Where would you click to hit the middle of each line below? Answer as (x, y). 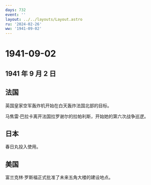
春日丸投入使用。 (23, 147)
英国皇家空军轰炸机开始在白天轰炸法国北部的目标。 (59, 105)
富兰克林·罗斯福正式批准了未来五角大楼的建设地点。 (59, 177)
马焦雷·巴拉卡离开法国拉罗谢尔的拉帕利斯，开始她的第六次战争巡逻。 (77, 116)
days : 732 (16, 10)
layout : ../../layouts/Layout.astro (44, 19)
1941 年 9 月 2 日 (31, 74)
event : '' (16, 15)
